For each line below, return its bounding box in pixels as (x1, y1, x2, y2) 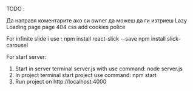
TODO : (6, 5, 25, 12)
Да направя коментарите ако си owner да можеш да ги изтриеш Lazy (6, 17, 187, 24)
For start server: (6, 53, 47, 60)
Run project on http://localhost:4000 (15, 78, 107, 85)
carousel (6, 42, 29, 49)
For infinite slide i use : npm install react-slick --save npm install (6, 35, 166, 42)
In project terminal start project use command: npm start (15, 72, 157, 78)
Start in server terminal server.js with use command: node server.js (15, 65, 183, 72)
